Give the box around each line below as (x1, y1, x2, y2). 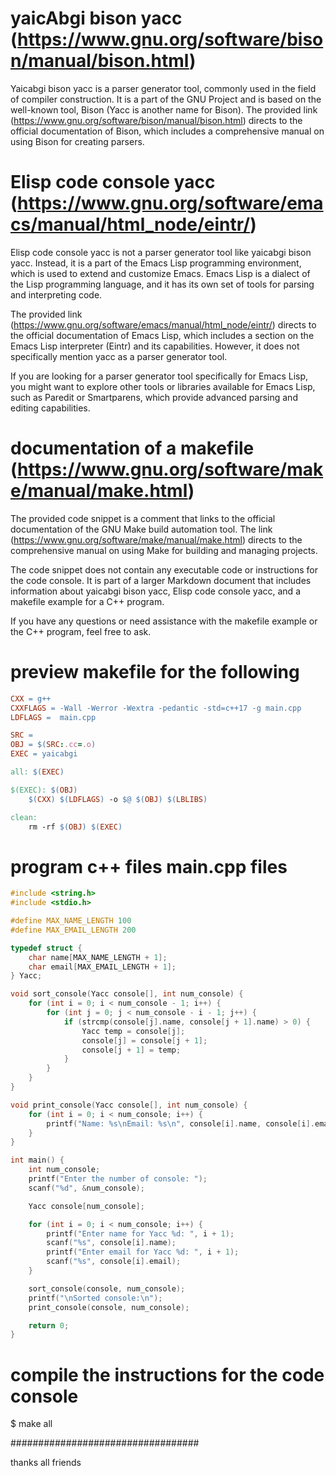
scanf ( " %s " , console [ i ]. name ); (46, 1238, 177, 1248)
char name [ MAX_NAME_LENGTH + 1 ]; (28, 952, 168, 962)
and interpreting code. (10, 288, 103, 301)
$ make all (10, 1418, 53, 1430)
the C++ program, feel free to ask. (10, 625, 152, 637)
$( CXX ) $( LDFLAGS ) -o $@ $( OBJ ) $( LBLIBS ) (28, 794, 208, 804)
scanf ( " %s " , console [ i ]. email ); (46, 1257, 182, 1267)
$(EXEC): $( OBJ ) (10, 785, 78, 795)
